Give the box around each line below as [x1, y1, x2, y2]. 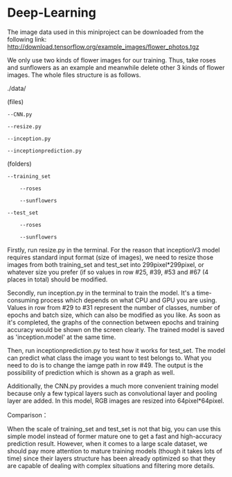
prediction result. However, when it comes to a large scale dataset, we [7, 439, 208, 448]
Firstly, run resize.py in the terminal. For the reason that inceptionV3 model [7, 245, 220, 254]
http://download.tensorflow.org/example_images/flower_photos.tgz [7, 42, 199, 51]
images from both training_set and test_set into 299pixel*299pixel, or [7, 260, 204, 268]
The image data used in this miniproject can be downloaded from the [7, 28, 204, 36]
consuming [7, 296, 39, 304]
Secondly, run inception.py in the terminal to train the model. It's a [7, 288, 195, 297]
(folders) [7, 159, 33, 168]
